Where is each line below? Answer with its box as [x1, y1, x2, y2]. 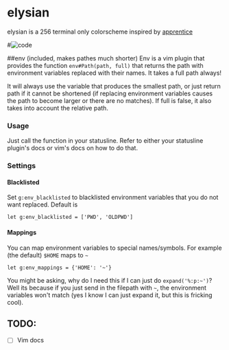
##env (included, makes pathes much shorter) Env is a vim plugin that [7, 54, 205, 62]
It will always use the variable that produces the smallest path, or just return [7, 82, 221, 90]
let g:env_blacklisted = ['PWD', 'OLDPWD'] [7, 214, 134, 221]
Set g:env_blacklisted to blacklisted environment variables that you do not [7, 194, 219, 202]
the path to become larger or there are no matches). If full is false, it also [7, 96, 212, 104]
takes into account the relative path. [7, 104, 108, 112]
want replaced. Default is [7, 200, 78, 209]
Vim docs [16, 336, 45, 345]
